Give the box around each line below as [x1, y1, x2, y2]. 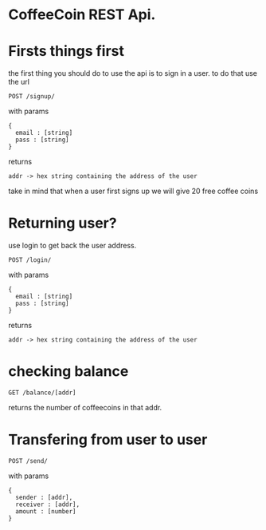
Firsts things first [8, 42, 125, 61]
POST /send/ [8, 457, 48, 465]
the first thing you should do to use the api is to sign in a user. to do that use [8, 69, 257, 78]
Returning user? [8, 214, 117, 232]
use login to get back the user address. [8, 241, 137, 251]
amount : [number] [15, 507, 77, 516]
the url [8, 77, 30, 87]
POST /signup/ [8, 93, 56, 101]
